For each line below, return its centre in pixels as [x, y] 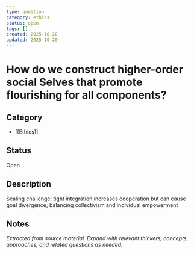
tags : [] [17, 29]
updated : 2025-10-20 [32, 40]
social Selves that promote [74, 82]
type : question [25, 12]
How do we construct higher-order [95, 70]
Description [29, 184]
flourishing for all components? [86, 95]
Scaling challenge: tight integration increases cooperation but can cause [96, 199]
